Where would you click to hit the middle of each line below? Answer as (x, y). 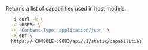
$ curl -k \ (28, 19)
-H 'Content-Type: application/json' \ (61, 30)
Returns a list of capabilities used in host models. (66, 9)
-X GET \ (22, 36)
